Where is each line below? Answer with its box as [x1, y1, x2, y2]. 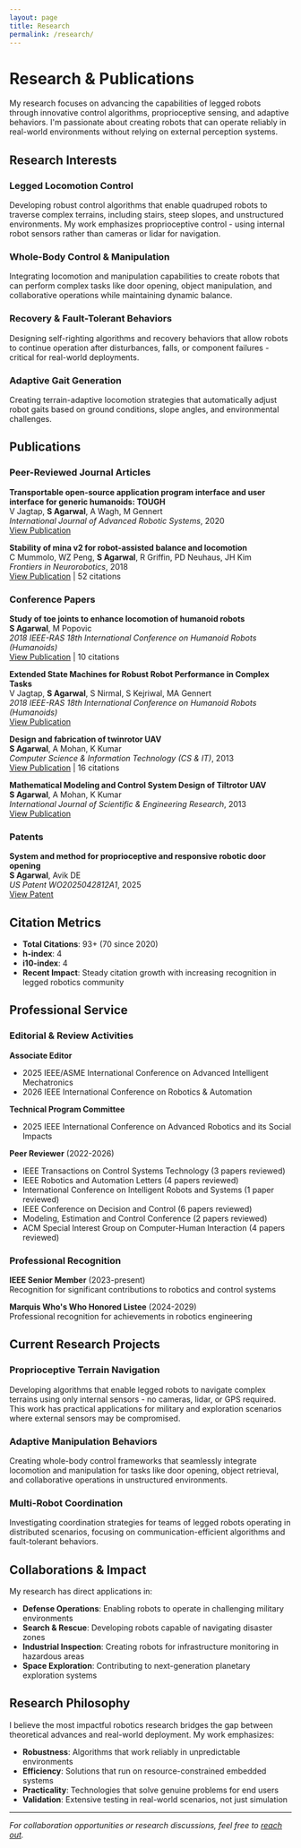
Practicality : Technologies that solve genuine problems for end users [21, 1784, 279, 1795]
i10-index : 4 [21, 958, 69, 968]
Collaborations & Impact [9, 1562, 147, 1577]
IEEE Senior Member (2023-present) [9, 1274, 146, 1285]
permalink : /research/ [9, 30, 94, 39]
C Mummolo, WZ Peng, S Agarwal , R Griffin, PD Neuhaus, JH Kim [9, 552, 253, 563]
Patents [9, 830, 44, 843]
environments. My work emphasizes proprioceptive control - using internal [9, 219, 285, 229]
